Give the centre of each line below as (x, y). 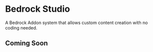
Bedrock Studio (38, 9)
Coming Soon (27, 43)
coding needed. (21, 27)
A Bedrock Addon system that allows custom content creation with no (76, 23)
